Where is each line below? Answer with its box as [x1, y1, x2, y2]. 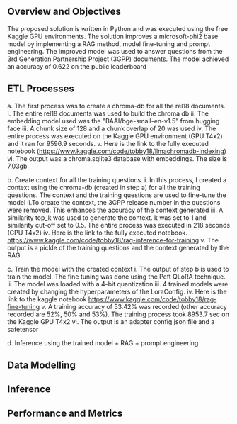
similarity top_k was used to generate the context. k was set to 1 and [7, 213, 207, 222]
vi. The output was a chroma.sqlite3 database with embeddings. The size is [7, 154, 228, 162]
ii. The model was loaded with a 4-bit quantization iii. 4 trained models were [7, 279, 229, 288]
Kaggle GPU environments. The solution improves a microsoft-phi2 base [7, 32, 219, 40]
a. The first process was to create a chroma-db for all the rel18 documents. [7, 101, 226, 110]
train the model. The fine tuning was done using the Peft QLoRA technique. [7, 272, 226, 281]
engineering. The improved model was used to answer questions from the [7, 47, 223, 55]
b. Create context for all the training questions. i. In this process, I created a [7, 175, 227, 184]
